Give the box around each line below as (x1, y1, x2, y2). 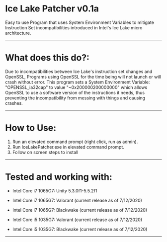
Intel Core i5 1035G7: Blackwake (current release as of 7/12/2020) (12, 226, 148, 232)
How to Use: (5, 122, 57, 134)
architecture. (5, 30, 31, 36)
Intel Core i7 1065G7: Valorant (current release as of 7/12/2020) (12, 197, 143, 203)
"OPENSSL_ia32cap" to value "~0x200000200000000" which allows (5, 84, 148, 90)
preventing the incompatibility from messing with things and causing (5, 95, 146, 101)
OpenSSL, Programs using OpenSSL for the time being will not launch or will (5, 74, 162, 80)
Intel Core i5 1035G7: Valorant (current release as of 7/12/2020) (12, 217, 143, 223)
